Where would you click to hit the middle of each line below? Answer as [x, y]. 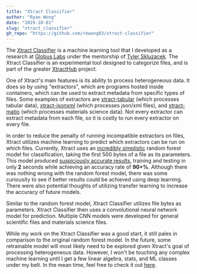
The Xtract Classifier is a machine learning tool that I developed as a [89, 50]
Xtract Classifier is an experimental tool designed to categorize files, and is [97, 63]
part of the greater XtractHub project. [52, 69]
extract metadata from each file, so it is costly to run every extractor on [93, 118]
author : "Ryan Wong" [32, 17]
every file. [18, 124]
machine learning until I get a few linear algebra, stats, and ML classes [91, 259]
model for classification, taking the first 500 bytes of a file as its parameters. [99, 154]
